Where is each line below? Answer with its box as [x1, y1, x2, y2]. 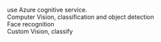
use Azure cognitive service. [7, 6, 87, 14]
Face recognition [7, 20, 55, 28]
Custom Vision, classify [7, 27, 73, 35]
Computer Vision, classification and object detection [7, 13, 155, 21]
